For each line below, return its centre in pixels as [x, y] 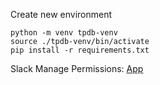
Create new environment [61, 14]
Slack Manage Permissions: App [77, 68]
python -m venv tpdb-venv [64, 33]
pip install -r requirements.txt [80, 50]
